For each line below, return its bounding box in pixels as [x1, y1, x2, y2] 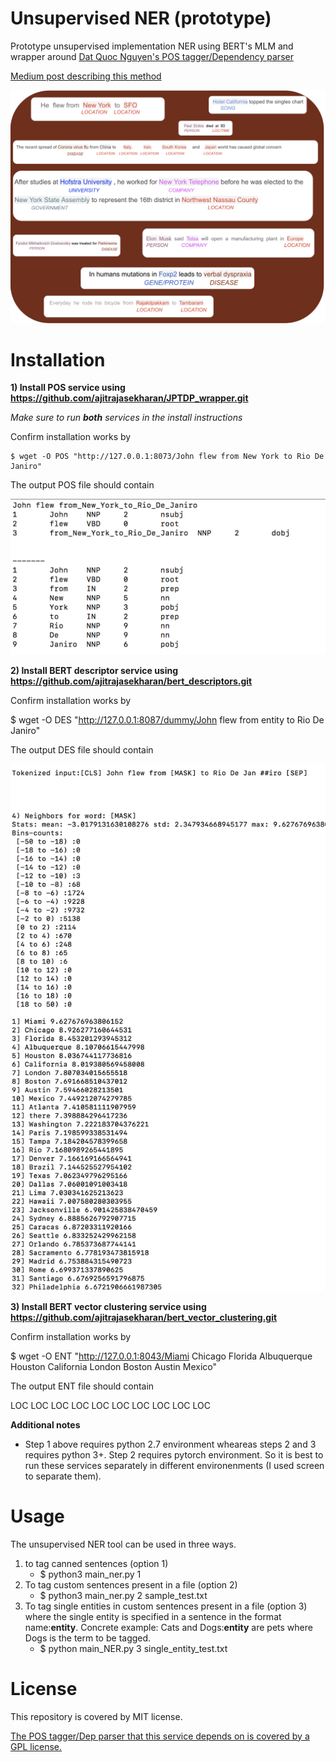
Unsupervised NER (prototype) [10, 7, 272, 30]
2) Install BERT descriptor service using [10, 664, 179, 676]
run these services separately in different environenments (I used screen [24, 1459, 325, 1471]
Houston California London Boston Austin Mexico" [10, 1360, 217, 1372]
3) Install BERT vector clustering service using [10, 1300, 207, 1312]
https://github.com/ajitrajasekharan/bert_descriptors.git [10, 675, 253, 687]
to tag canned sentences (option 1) [24, 1557, 169, 1569]
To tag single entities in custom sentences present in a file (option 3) [24, 1600, 308, 1612]
